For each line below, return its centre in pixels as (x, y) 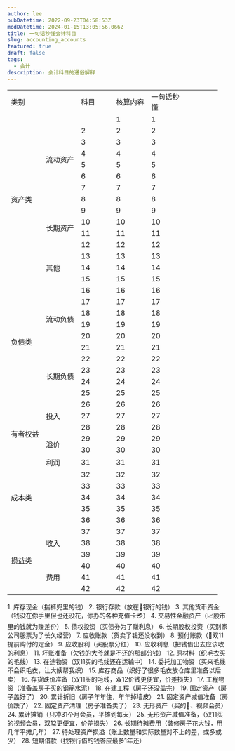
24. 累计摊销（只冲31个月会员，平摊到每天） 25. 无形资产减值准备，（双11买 (115, 714)
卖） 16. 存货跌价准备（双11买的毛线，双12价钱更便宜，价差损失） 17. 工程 (113, 679)
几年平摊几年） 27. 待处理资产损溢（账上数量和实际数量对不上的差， (105, 731)
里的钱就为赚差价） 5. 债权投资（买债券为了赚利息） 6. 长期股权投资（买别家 (117, 626)
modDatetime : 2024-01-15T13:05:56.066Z (66, 27)
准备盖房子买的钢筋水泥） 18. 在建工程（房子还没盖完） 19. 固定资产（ (120, 688)
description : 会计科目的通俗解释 (52, 72)
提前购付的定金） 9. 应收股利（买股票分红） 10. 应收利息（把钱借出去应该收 (116, 644)
